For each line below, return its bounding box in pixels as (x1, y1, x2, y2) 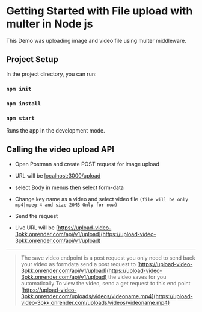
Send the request (14, 212, 58, 219)
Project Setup (6, 54, 59, 64)
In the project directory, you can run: (6, 70, 97, 78)
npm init (6, 86, 32, 92)
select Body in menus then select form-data (14, 184, 124, 191)
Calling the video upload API (6, 145, 114, 155)
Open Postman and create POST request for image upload (14, 160, 159, 167)
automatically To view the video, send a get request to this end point (20, 279, 191, 287)
